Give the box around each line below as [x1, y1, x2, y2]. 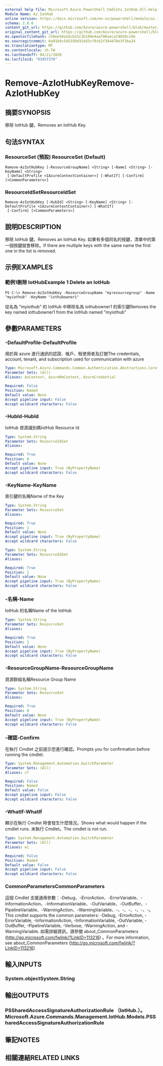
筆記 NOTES [5, 1035, 40, 1044]
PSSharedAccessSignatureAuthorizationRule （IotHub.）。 [5, 1007, 146, 1014]
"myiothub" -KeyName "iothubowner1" [5, 295, 79, 299]
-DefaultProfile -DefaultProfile [5, 339, 77, 346]
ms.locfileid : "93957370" [5, 57, 57, 62]
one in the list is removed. [5, 248, 57, 254]
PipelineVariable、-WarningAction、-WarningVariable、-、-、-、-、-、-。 [5, 907, 154, 913]
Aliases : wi [5, 845, 29, 850]
